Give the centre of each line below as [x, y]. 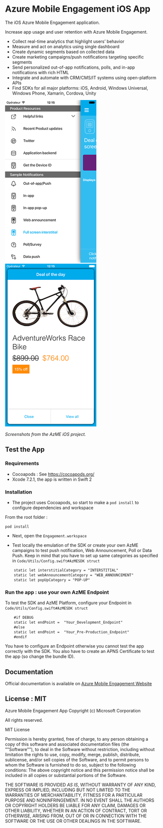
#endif [20, 637]
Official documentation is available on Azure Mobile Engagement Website [79, 684]
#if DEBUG [24, 618]
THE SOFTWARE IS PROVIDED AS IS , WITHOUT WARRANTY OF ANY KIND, [81, 785]
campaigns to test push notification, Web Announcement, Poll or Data [82, 550]
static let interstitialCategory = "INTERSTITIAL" [66, 570]
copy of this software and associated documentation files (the [67, 744]
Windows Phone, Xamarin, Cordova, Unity [54, 93]
